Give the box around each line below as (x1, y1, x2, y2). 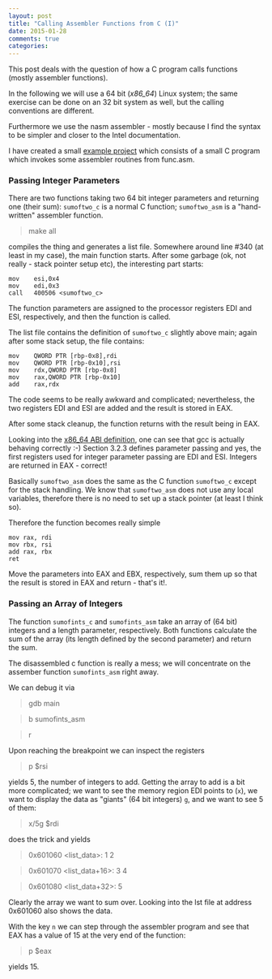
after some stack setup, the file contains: (8, 336, 145, 346)
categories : (8, 42, 49, 50)
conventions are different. (8, 106, 95, 116)
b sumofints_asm (28, 714, 86, 723)
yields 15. (8, 961, 40, 971)
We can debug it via (8, 683, 75, 692)
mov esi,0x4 (8, 275, 60, 283)
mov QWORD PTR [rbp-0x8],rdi (8, 352, 117, 360)
